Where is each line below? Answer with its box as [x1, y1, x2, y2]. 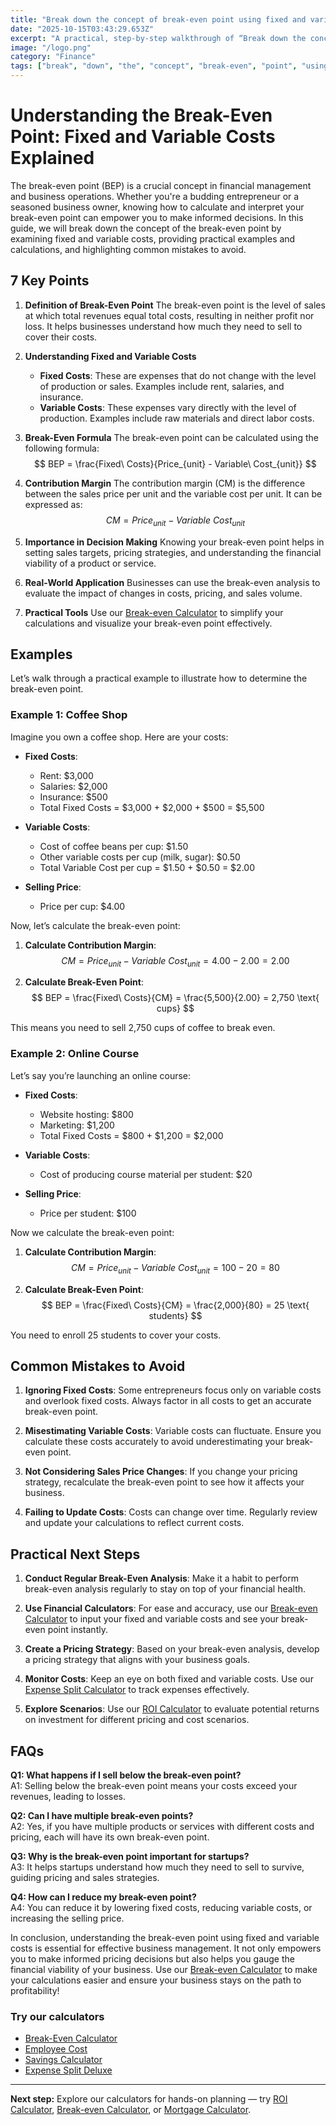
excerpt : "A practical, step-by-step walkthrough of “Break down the [10, 33, 307, 43]
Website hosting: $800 [39, 1108, 134, 1120]
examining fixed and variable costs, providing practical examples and [10, 232, 296, 245]
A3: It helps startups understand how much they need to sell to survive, [10, 1861, 305, 1873]
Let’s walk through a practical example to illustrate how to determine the [10, 672, 308, 685]
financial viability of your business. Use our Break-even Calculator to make [10, 1963, 318, 1975]
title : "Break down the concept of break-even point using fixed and [10, 14, 307, 25]
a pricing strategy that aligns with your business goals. [24, 1654, 251, 1666]
